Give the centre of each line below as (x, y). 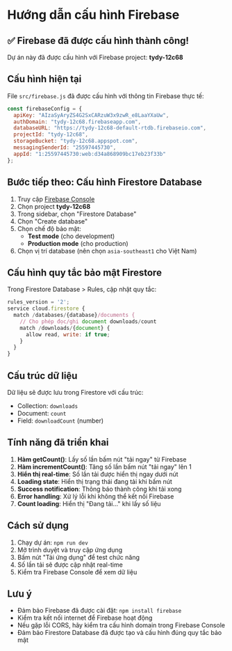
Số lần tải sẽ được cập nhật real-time (70, 565)
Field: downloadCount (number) (60, 421)
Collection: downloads (48, 406)
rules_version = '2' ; (39, 302)
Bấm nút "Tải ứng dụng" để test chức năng (78, 557)
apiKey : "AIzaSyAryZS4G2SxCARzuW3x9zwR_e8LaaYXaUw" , (91, 115)
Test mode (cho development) (71, 236)
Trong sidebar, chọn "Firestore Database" (77, 214)
